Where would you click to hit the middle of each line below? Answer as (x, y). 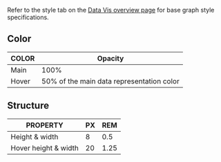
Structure (28, 106)
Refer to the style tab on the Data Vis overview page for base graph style (111, 10)
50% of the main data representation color (110, 81)
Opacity (110, 58)
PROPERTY (45, 125)
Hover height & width (45, 148)
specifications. (28, 17)
